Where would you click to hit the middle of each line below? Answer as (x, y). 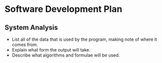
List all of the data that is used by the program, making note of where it (84, 39)
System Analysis (31, 28)
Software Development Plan (64, 9)
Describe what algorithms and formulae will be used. (66, 55)
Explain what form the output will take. (51, 50)
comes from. (25, 45)
